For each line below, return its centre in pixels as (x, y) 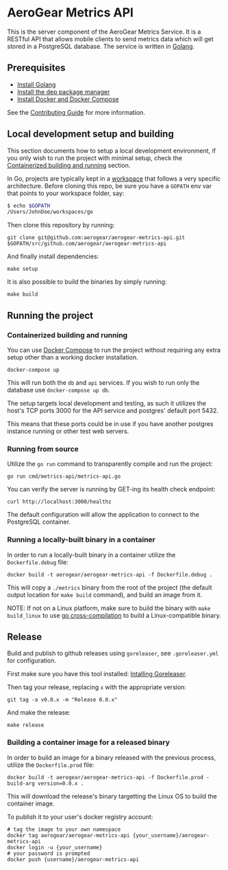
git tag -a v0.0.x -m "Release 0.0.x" (62, 700)
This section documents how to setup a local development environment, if (112, 150)
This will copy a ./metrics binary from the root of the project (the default (110, 587)
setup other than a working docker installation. (73, 357)
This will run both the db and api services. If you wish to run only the (103, 382)
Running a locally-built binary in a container (81, 539)
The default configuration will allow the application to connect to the (103, 515)
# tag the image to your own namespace (64, 829)
